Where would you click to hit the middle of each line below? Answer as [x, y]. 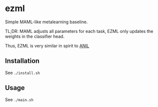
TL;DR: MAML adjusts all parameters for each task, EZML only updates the [79, 31]
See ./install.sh [22, 73]
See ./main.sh [19, 99]
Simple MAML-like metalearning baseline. [46, 22]
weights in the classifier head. [35, 36]
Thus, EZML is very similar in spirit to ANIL [47, 46]
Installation [22, 61]
